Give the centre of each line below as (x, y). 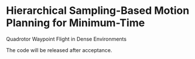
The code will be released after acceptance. (59, 50)
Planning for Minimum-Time (76, 23)
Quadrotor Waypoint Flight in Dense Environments (66, 39)
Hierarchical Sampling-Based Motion (98, 11)
